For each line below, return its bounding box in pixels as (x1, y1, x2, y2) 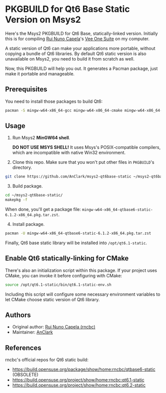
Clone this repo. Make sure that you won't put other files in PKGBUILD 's (12, 159, 155, 165)
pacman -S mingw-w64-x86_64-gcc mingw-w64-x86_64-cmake (5, 108, 123, 113)
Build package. (12, 183, 43, 189)
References (5, 343, 41, 352)
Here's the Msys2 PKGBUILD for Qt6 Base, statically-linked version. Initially (5, 30, 158, 36)
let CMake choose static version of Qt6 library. (5, 296, 100, 302)
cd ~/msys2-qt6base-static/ (5, 193, 63, 198)
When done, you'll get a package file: (5, 206, 82, 212)
